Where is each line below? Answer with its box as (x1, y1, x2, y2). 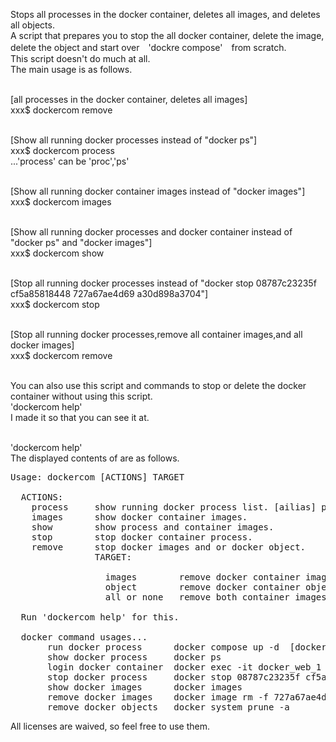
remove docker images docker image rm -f (47, 692, 270, 703)
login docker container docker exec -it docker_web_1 (47, 662, 322, 673)
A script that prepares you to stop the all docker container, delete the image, (10, 30, 325, 41)
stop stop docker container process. (31, 532, 253, 543)
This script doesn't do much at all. (10, 53, 151, 64)
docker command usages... (20, 632, 148, 643)
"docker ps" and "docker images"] (10, 237, 153, 248)
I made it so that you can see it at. (10, 412, 150, 423)
